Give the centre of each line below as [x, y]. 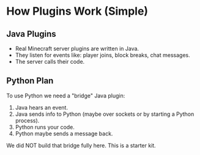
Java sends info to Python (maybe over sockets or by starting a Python [105, 114]
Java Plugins [31, 34]
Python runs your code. [45, 127]
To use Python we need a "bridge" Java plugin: [66, 96]
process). [27, 120]
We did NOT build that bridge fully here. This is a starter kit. [81, 145]
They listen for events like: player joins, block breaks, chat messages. [103, 55]
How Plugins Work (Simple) [77, 11]
